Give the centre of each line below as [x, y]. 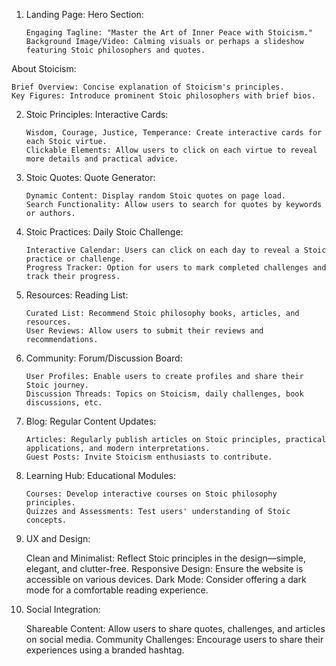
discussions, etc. [64, 403]
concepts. [46, 520]
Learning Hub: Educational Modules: [100, 475]
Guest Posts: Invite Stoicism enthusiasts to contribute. [149, 457]
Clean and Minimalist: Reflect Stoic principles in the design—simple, [165, 558]
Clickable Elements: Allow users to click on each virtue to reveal [171, 150]
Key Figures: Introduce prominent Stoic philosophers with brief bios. [163, 96]
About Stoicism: [44, 68]
